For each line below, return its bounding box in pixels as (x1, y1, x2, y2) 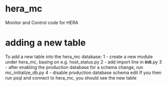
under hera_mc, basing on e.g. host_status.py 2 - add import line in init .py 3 (5, 58, 162, 65)
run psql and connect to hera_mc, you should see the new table (5, 74, 137, 80)
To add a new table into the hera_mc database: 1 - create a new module (5, 53, 153, 59)
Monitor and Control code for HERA (5, 19, 79, 25)
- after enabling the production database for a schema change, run (5, 64, 143, 70)
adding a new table (5, 37, 86, 48)
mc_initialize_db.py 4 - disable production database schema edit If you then (5, 69, 162, 75)
